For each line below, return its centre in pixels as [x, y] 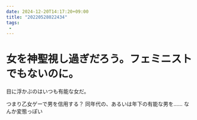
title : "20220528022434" [37, 17]
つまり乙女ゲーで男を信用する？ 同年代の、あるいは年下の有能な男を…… [94, 104]
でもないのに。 [43, 74]
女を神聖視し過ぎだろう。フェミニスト [99, 59]
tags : [13, 22]
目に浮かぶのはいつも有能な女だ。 [48, 92]
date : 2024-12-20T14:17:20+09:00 [47, 12]
